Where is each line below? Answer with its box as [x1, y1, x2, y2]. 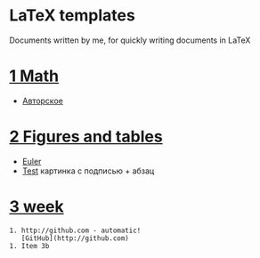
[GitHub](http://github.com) [20, 233, 129, 243]
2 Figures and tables [9, 126, 163, 147]
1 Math [9, 66, 60, 86]
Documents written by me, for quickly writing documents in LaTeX [9, 35, 251, 45]
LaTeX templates [9, 5, 135, 26]
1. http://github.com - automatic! [9, 226, 142, 235]
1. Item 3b [9, 241, 50, 250]
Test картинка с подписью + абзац [21, 165, 155, 176]
